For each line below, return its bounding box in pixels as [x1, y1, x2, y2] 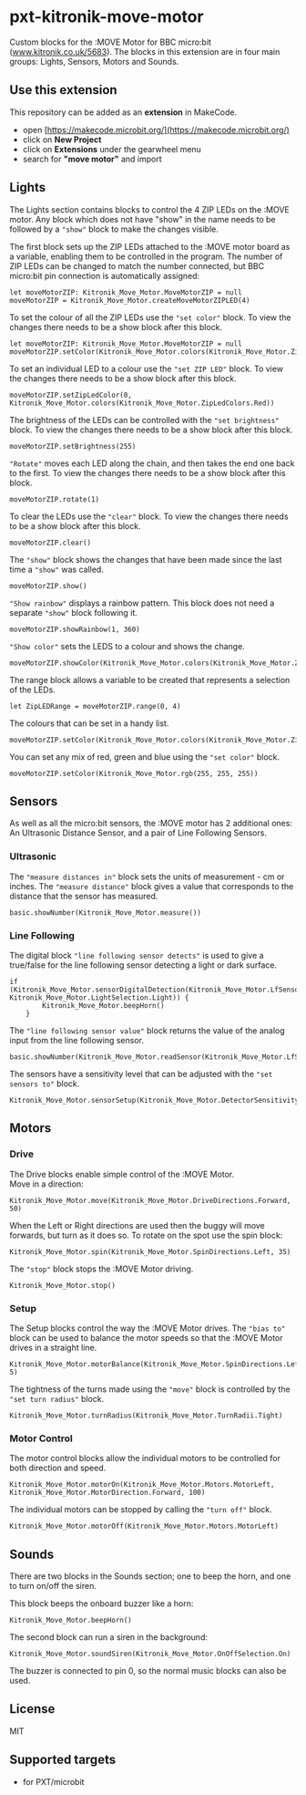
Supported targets [9, 1752, 117, 1768]
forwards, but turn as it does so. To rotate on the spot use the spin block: [9, 1230, 283, 1240]
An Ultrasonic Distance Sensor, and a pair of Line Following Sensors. [9, 827, 267, 838]
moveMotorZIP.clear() [9, 538, 92, 547]
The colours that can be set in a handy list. [9, 718, 169, 729]
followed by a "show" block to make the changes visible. [9, 223, 219, 234]
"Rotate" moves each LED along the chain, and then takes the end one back [9, 458, 295, 469]
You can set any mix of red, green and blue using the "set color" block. [9, 751, 280, 763]
